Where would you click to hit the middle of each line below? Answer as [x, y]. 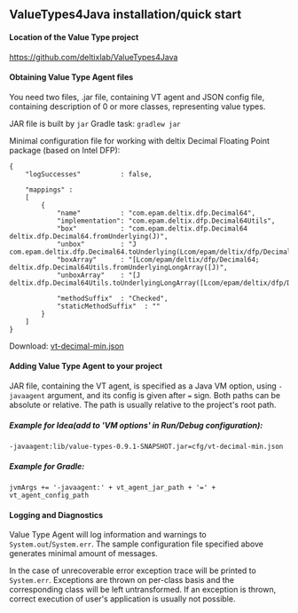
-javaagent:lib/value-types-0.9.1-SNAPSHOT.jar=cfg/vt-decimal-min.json [146, 446]
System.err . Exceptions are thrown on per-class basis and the [122, 580]
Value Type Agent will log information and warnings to [108, 535]
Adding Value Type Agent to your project [86, 366]
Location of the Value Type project [74, 37]
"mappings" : [49, 190]
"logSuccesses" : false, [89, 174]
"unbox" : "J [97, 244]
